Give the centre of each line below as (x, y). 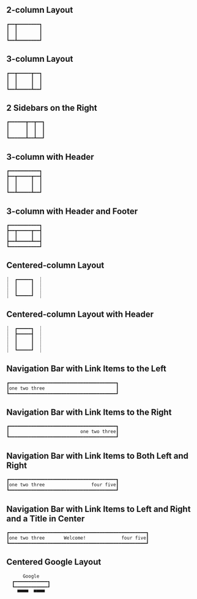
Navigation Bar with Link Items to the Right (89, 412)
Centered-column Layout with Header (80, 315)
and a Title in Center (46, 518)
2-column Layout (40, 10)
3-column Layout (40, 59)
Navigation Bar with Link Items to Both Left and (97, 456)
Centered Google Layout (54, 562)
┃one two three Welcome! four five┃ (78, 538)
